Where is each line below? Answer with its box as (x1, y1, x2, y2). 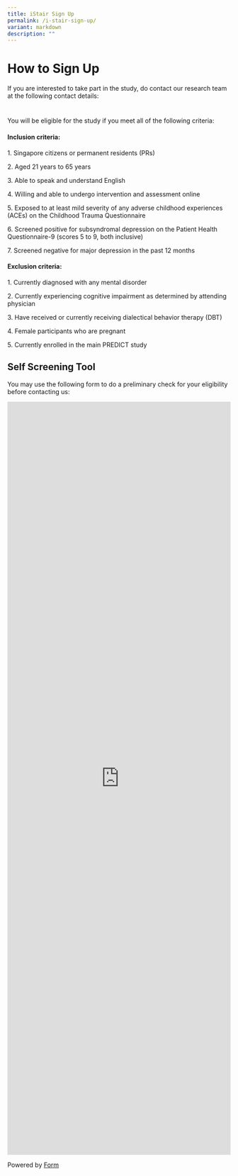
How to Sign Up (7, 61, 100, 77)
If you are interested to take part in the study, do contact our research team (7, 84, 227, 93)
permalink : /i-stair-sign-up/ (7, 17, 97, 24)
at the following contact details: (7, 91, 99, 100)
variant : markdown (7, 23, 62, 30)
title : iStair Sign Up (7, 10, 74, 18)
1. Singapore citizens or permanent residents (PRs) (7, 148, 155, 157)
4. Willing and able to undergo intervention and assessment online (7, 189, 200, 198)
